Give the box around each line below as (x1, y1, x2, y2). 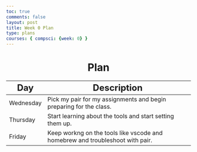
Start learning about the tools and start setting (47, 112, 174, 120)
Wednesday (9, 99, 42, 107)
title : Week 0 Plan (6, 25, 54, 31)
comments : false (6, 14, 46, 20)
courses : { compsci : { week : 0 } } (6, 36, 88, 42)
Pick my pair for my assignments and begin (47, 95, 167, 103)
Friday (9, 132, 26, 140)
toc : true (6, 8, 30, 15)
